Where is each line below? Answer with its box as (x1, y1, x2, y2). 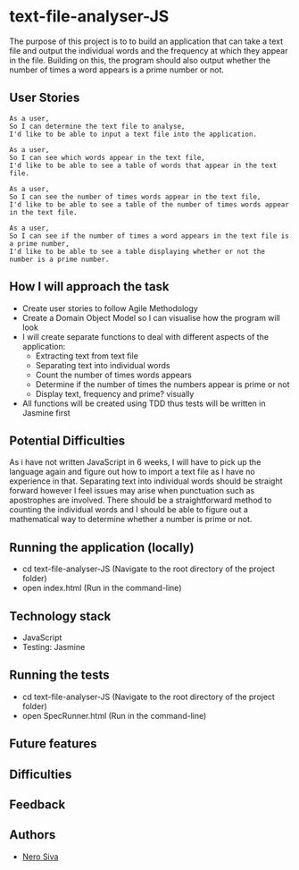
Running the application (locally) (9, 539, 195, 555)
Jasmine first (21, 407, 71, 418)
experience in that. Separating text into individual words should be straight (9, 476, 283, 486)
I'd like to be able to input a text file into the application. (9, 130, 257, 139)
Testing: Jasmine (21, 642, 86, 652)
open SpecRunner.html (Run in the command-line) (21, 710, 207, 721)
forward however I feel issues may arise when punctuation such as (9, 486, 255, 496)
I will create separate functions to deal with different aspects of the (21, 331, 270, 342)
